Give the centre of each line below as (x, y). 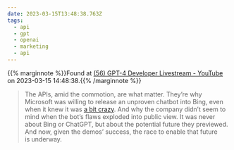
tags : (15, 20)
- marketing (31, 46)
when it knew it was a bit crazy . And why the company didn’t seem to (125, 109)
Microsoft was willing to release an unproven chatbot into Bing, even (124, 101)
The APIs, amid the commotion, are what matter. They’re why (113, 94)
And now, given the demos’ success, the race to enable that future (121, 132)
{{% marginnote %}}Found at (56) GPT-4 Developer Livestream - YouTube (115, 73)
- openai (26, 40)
